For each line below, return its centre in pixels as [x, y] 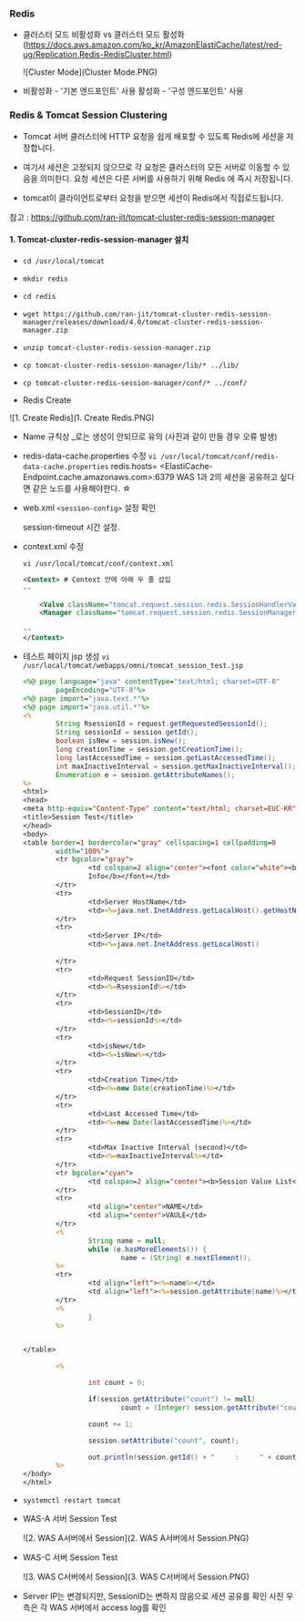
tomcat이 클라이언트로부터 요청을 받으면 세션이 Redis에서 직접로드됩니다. [153, 198]
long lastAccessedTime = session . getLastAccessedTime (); [166, 758]
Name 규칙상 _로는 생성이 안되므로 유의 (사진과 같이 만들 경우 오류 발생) [150, 436]
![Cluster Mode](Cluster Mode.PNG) [90, 72]
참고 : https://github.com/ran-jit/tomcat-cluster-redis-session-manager [142, 217]
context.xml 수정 [53, 546]
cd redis [39, 296]
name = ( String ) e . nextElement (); [186, 1258]
